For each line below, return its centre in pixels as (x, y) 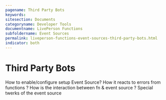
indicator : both (22, 43)
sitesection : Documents (30, 19)
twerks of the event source (34, 93)
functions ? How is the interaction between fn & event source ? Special (79, 87)
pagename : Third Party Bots (35, 10)
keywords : (16, 15)
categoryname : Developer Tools (38, 24)
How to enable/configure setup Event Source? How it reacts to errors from (83, 82)
